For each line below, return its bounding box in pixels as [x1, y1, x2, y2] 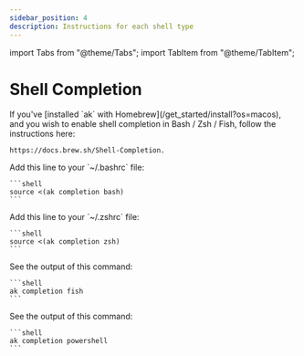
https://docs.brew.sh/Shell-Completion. [9, 146, 166, 155]
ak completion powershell [9, 337, 108, 346]
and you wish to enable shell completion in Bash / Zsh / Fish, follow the [9, 119, 277, 130]
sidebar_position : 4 [9, 13, 89, 23]
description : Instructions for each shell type [9, 22, 194, 31]
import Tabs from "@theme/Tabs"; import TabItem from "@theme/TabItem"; [9, 47, 295, 58]
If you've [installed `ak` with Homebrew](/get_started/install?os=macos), [9, 109, 281, 120]
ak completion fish [9, 287, 84, 297]
